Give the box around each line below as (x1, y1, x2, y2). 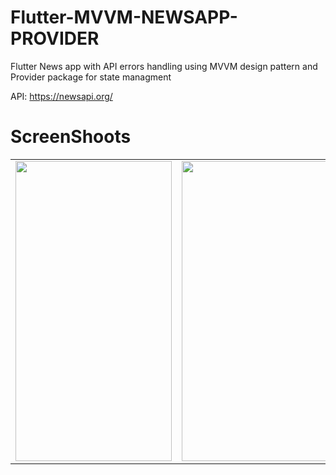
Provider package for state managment (10, 71, 172, 83)
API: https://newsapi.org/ (10, 90, 113, 102)
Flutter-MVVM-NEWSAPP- (10, 6, 238, 29)
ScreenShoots (10, 126, 132, 148)
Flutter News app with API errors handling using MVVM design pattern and (10, 60, 318, 72)
